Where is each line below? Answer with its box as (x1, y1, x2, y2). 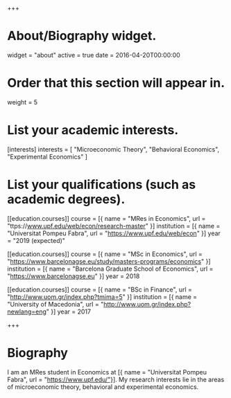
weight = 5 (7, 98, 38, 106)
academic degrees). (7, 192, 126, 207)
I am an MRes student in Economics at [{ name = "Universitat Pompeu (7, 368, 207, 376)
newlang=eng (7, 307, 47, 316)
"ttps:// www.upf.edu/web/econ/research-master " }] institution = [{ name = (7, 221, 221, 230)
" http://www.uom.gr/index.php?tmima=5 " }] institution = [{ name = (7, 292, 198, 301)
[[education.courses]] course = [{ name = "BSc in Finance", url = (7, 285, 193, 293)
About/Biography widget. (7, 28, 157, 44)
